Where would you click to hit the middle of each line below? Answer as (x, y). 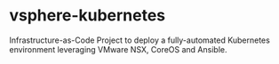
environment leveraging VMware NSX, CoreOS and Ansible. (118, 49)
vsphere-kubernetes (88, 16)
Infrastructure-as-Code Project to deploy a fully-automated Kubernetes (140, 40)
